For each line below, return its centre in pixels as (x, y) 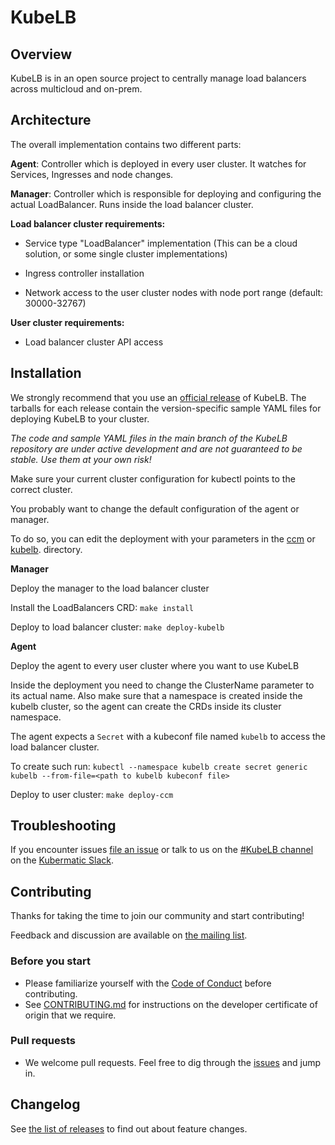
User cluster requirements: (67, 322)
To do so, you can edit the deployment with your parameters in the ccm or (163, 538)
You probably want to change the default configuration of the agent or (155, 508)
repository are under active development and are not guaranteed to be (156, 448)
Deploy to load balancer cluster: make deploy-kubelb (117, 627)
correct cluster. (41, 489)
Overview (41, 54)
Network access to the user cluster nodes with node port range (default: (174, 292)
